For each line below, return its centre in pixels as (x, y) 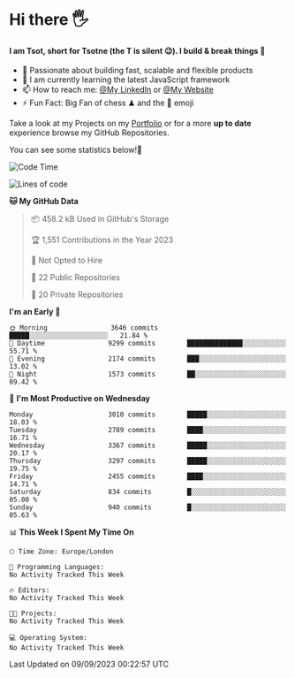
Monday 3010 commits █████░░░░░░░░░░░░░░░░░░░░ (148, 415)
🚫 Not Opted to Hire (67, 261)
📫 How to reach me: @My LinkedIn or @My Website (117, 90)
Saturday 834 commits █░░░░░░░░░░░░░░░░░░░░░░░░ (148, 492)
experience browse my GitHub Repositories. (89, 133)
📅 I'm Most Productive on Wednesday (79, 399)
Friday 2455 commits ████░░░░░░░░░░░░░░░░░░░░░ (148, 476)
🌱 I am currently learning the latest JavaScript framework (126, 80)
